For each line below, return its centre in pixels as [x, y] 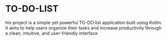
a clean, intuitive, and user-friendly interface [51, 33]
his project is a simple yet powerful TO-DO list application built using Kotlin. [84, 22]
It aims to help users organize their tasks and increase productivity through [83, 27]
